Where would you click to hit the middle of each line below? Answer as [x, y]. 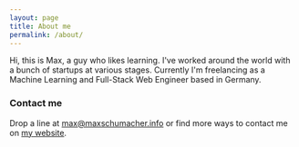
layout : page [34, 18]
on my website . [38, 132]
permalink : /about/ [46, 34]
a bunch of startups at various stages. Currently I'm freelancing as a [138, 70]
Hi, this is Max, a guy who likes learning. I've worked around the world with [150, 61]
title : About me [40, 26]
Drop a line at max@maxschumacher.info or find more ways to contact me [149, 122]
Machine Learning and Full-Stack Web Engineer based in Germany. [135, 80]
